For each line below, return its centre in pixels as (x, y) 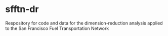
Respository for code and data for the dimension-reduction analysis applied (84, 23)
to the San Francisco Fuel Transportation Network (57, 28)
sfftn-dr (22, 9)
